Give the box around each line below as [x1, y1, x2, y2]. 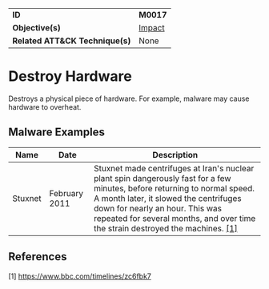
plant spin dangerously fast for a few [93, 172, 231, 183]
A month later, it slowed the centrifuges [93, 192, 242, 203]
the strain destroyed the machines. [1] [93, 223, 238, 234]
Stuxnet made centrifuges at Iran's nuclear [93, 163, 255, 174]
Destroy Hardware [8, 67, 132, 86]
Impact [139, 22, 166, 33]
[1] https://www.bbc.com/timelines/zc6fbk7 [8, 271, 152, 281]
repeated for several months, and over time [93, 212, 256, 223]
